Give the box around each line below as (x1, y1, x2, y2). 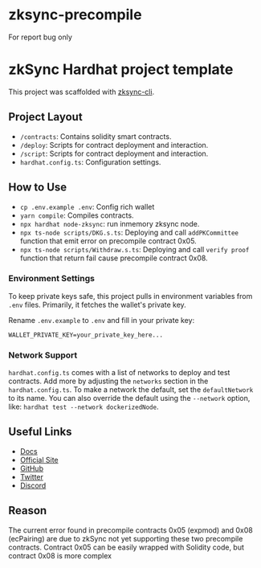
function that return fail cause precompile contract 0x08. (19, 253, 208, 263)
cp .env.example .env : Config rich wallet (19, 202, 155, 211)
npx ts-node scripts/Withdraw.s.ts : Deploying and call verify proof (19, 244, 250, 254)
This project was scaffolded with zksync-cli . (8, 87, 155, 96)
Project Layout (8, 110, 83, 124)
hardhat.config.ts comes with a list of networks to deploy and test (8, 368, 230, 378)
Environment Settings (8, 273, 95, 284)
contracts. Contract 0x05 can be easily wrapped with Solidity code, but (8, 542, 245, 552)
